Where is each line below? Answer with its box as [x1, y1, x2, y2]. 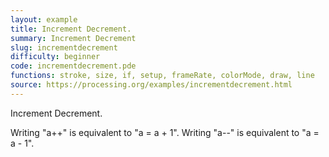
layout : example [10, 14, 78, 25]
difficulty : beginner [10, 52, 101, 62]
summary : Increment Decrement [10, 33, 137, 43]
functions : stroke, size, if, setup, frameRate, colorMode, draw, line [10, 71, 315, 81]
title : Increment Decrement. [10, 24, 132, 34]
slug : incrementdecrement [10, 42, 118, 53]
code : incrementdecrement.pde [10, 61, 137, 71]
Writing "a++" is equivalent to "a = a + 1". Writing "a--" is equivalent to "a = [10, 126, 320, 138]
